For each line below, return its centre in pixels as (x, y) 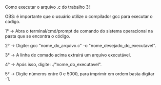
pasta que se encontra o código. (38, 36)
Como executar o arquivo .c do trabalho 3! (48, 7)
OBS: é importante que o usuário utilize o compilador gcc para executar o (79, 16)
